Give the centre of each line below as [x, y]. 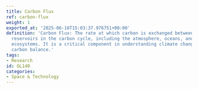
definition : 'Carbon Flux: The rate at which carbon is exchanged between [100, 33]
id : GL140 [18, 66]
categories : [21, 71]
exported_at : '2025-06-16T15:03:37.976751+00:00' [68, 28]
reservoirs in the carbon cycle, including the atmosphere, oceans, [97, 39]
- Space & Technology [33, 77]
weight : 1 [18, 22]
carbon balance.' [33, 50]
